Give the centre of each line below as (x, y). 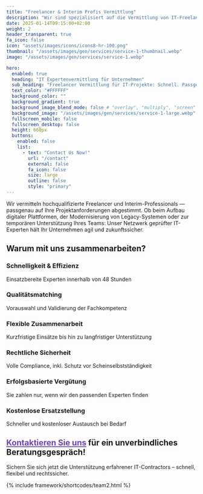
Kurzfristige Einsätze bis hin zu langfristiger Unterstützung (79, 337)
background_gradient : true (46, 102)
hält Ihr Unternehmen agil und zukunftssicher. (87, 229)
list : (24, 147)
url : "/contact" (48, 158)
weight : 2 (19, 29)
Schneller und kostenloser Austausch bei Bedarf (66, 424)
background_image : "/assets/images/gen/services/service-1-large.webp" (104, 113)
